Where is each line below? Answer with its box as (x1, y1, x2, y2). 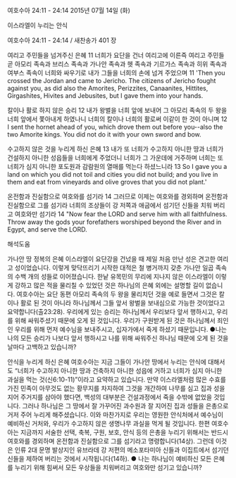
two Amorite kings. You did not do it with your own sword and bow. (7, 130, 202, 139)
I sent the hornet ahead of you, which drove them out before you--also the (7, 122, 223, 131)
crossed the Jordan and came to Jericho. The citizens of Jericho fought (7, 77, 216, 84)
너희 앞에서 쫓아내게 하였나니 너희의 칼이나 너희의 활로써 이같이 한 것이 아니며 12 (7, 115, 228, 123)
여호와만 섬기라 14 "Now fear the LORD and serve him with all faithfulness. (14, 210, 228, 218)
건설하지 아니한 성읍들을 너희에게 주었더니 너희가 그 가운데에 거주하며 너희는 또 (7, 153, 224, 162)
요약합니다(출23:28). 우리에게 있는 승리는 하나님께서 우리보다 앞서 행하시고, (7, 308, 215, 315)
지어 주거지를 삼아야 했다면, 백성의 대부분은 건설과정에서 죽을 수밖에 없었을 (7, 393, 213, 401)
